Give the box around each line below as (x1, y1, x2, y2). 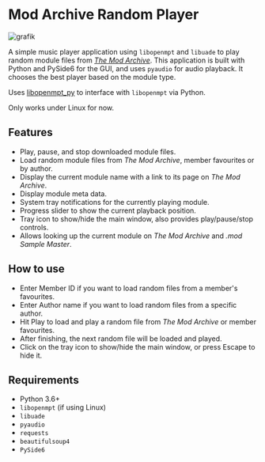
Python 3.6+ (19, 394, 61, 404)
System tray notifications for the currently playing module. (19, 197, 210, 206)
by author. (19, 164, 53, 173)
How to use (8, 263, 65, 276)
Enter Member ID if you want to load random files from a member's (19, 283, 238, 293)
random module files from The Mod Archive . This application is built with (8, 55, 245, 65)
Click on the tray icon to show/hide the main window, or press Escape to (19, 342, 256, 351)
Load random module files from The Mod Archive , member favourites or (19, 155, 255, 165)
